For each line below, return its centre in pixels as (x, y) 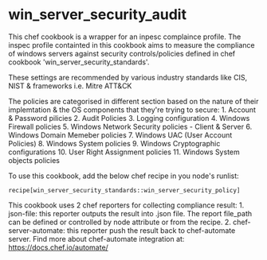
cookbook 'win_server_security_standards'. (79, 62)
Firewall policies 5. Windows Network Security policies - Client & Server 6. (130, 126)
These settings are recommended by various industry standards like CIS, (128, 77)
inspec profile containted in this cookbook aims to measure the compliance (132, 45)
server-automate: (37, 230)
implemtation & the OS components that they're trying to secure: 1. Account (132, 110)
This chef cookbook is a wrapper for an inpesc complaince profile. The (125, 37)
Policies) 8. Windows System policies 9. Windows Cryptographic (114, 143)
